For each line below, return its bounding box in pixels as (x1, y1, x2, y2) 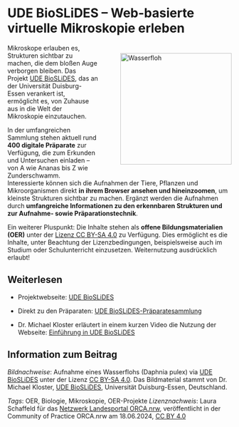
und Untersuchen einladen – (7, 155, 90, 165)
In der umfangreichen (7, 125, 71, 134)
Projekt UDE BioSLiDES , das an (7, 73, 98, 83)
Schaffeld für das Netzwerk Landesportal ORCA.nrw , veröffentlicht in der (7, 404, 221, 413)
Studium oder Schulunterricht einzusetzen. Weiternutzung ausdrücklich (7, 245, 217, 254)
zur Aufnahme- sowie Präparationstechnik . (7, 209, 139, 217)
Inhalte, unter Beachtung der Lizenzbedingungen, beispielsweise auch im (7, 237, 223, 247)
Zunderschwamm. (7, 171, 60, 180)
